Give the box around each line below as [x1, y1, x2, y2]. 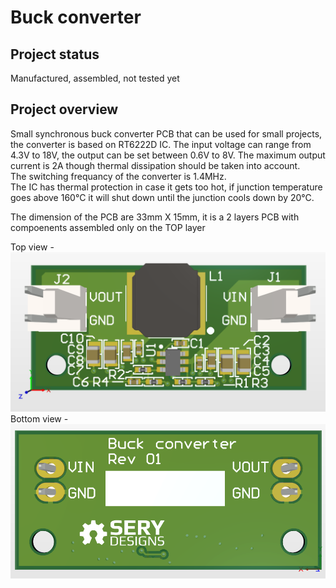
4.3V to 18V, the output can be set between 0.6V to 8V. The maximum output [10, 149, 326, 161]
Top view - [10, 241, 55, 253]
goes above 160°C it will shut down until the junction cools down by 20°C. [10, 191, 315, 203]
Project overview [10, 101, 119, 118]
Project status [10, 46, 100, 63]
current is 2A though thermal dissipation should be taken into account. [10, 159, 301, 171]
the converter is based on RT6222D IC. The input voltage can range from [10, 138, 312, 150]
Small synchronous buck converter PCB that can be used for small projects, [10, 127, 323, 140]
